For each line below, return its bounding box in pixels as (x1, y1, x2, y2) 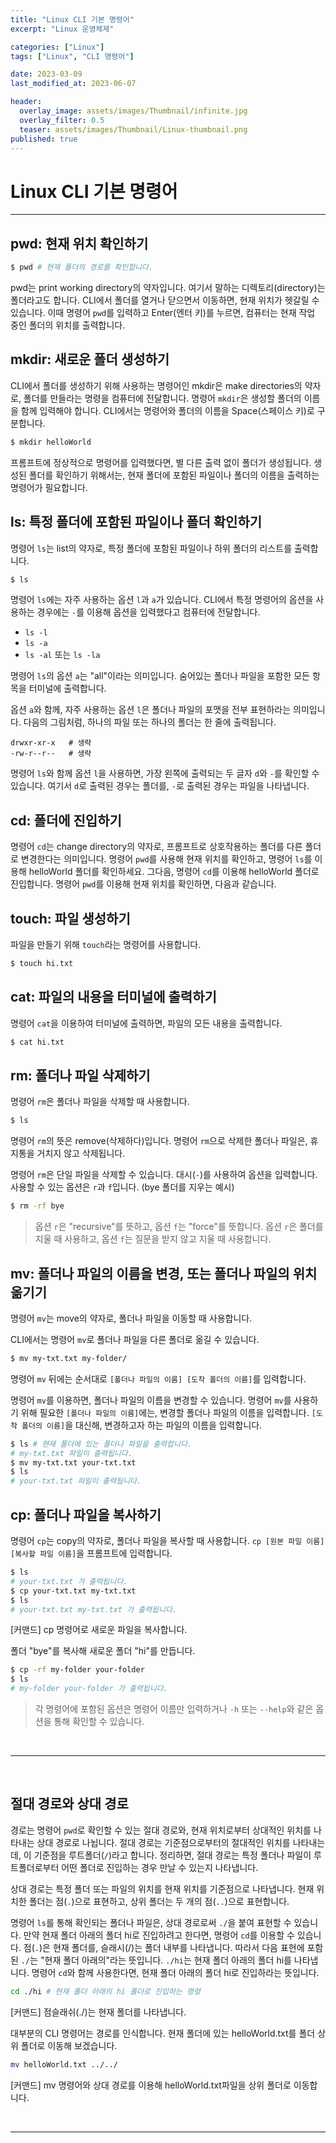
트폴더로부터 (10, 1861, 60, 1873)
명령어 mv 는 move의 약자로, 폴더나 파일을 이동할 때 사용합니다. (10, 1312, 253, 1324)
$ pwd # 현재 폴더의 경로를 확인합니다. (10, 262, 154, 273)
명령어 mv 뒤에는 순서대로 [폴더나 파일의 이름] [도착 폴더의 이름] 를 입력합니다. (10, 1372, 307, 1385)
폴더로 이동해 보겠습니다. (20, 2039, 118, 2051)
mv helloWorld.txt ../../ (10, 2059, 118, 2070)
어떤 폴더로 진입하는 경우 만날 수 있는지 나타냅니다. (61, 1861, 259, 1873)
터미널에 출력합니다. (28, 682, 107, 695)
